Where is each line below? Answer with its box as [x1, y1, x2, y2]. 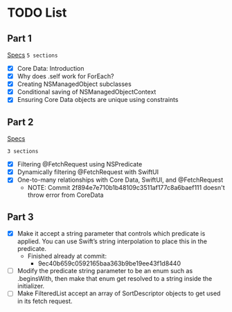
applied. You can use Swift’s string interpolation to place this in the [17, 237, 208, 245]
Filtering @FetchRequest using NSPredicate [17, 160, 143, 168]
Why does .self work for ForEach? [17, 72, 114, 80]
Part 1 [7, 33, 33, 44]
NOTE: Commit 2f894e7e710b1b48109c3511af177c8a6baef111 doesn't [27, 184, 225, 192]
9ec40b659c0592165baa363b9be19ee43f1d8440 [37, 259, 181, 268]
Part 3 [7, 211, 34, 223]
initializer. [17, 282, 45, 291]
